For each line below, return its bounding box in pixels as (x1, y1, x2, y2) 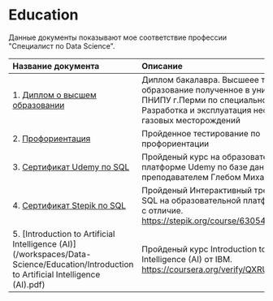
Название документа (12, 60, 100, 71)
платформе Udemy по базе (141, 161, 248, 172)
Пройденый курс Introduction (141, 243, 258, 255)
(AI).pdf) (12, 278, 45, 290)
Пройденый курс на (141, 151, 221, 162)
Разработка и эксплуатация (141, 104, 252, 115)
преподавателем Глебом (141, 171, 241, 183)
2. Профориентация (12, 132, 91, 144)
